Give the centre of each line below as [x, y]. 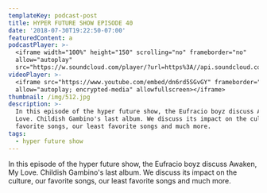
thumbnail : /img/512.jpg [49, 97]
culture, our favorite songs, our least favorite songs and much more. [120, 180]
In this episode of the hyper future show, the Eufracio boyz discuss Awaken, [133, 164]
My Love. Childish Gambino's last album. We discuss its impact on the [123, 172]
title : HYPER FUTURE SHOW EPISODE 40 [71, 23]
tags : [17, 133]
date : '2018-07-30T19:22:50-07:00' [67, 30]
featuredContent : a [41, 38]
